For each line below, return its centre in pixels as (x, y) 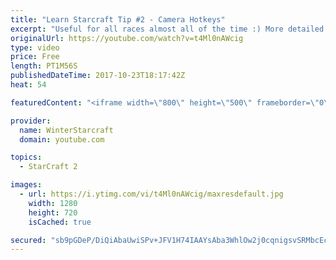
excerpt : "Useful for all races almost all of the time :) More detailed (167, 29)
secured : (28, 240)
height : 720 (53, 212)
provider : (31, 121)
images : (26, 185)
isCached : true (60, 222)
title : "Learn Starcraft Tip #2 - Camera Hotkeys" (118, 19)
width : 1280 (53, 203)
